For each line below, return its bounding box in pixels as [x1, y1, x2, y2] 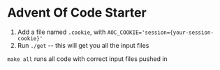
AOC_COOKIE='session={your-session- [107, 29, 214, 36]
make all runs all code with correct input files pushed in [7, 54, 168, 63]
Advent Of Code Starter [7, 5, 147, 21]
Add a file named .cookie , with [17, 28, 106, 36]
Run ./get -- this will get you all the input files [17, 41, 149, 49]
